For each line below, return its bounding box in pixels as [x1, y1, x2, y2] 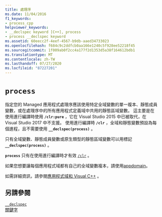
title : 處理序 [5, 7, 31, 12]
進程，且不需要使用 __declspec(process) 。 [9, 126, 95, 132]
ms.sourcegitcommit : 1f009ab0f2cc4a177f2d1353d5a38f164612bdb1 [5, 48, 135, 52]
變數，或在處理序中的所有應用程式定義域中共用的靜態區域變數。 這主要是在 [5, 107, 155, 113]
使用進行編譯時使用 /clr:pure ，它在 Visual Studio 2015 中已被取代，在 [5, 114, 147, 119]
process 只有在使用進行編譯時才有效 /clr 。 [5, 152, 92, 158]
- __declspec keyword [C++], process [5, 30, 81, 34]
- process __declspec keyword [5, 34, 66, 39]
